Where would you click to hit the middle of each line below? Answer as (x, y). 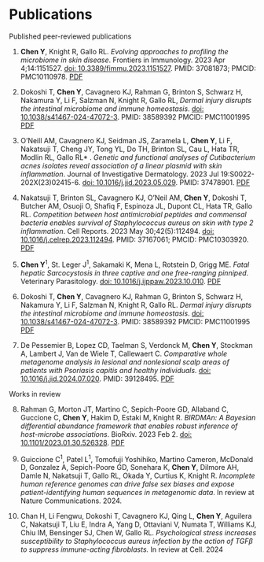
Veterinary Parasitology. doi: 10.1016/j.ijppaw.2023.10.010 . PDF (121, 281)
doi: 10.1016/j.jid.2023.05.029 (129, 182)
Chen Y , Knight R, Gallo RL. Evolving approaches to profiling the (124, 51)
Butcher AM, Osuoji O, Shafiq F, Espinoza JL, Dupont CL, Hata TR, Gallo (136, 205)
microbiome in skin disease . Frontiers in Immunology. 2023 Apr (123, 60)
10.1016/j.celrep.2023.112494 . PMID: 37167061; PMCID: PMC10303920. (134, 239)
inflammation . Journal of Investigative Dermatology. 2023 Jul (119, 174)
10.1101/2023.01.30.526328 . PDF (72, 442)
